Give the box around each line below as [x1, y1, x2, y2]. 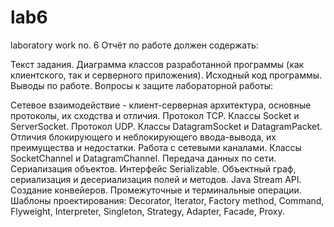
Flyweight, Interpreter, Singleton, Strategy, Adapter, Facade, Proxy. [10, 205, 285, 217]
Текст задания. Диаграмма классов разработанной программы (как [10, 58, 305, 70]
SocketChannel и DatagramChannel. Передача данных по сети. [10, 152, 277, 164]
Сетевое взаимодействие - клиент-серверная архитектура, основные [10, 99, 312, 111]
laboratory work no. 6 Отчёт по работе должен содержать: [10, 39, 259, 51]
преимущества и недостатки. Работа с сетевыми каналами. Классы [10, 141, 302, 153]
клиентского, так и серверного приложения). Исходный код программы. [10, 69, 323, 81]
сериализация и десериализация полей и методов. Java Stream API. [10, 173, 302, 185]
